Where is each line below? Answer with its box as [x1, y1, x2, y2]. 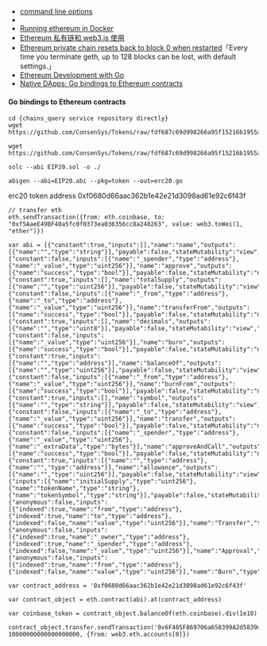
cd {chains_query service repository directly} [8, 114, 169, 122]
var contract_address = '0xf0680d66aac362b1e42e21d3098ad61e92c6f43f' [8, 582, 247, 590]
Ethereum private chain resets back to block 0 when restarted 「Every [19, 43, 248, 52]
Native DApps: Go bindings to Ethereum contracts [19, 79, 183, 88]
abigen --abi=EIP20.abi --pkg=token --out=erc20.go [8, 177, 183, 185]
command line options [19, 7, 93, 16]
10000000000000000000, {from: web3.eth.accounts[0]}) [8, 631, 191, 639]
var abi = [8, 242, 41, 250]
